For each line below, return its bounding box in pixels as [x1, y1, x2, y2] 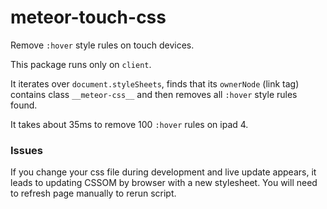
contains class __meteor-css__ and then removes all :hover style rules [10, 88, 298, 100]
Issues [10, 143, 44, 157]
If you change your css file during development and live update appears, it [10, 166, 317, 178]
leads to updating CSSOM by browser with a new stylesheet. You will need [10, 177, 318, 189]
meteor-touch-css [10, 6, 167, 29]
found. [10, 99, 38, 111]
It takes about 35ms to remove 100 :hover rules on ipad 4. [10, 118, 249, 130]
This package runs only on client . [10, 58, 152, 70]
